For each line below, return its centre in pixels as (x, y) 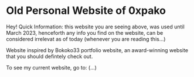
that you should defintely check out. (50, 56)
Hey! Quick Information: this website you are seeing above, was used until (95, 27)
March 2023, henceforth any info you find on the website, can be (85, 32)
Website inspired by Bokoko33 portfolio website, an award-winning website (97, 50)
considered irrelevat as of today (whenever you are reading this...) (86, 39)
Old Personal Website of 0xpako (86, 11)
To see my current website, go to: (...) (51, 67)
